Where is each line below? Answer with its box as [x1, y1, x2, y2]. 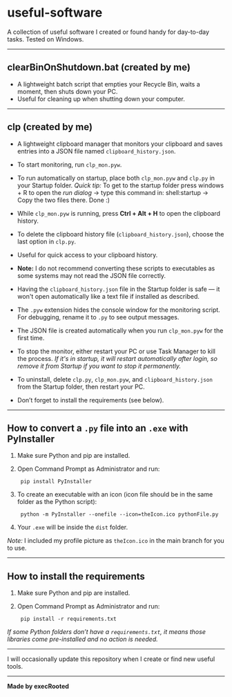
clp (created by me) [7, 121, 93, 133]
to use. [7, 544, 27, 552]
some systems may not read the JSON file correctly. [17, 271, 166, 279]
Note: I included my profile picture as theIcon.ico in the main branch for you [7, 537, 224, 545]
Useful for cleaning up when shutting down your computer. [17, 95, 185, 103]
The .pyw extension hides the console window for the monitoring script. [17, 306, 221, 314]
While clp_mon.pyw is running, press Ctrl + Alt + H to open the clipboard [17, 209, 221, 217]
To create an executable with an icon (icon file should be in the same [17, 490, 213, 499]
